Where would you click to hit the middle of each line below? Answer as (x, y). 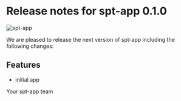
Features (23, 65)
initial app (27, 79)
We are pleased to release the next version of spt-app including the (90, 39)
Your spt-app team (30, 91)
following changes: (30, 46)
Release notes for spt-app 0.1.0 (87, 11)
